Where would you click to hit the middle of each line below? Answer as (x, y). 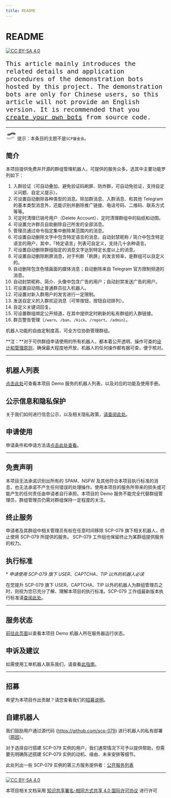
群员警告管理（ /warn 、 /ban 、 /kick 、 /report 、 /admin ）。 (72, 320)
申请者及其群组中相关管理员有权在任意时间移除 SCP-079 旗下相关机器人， (83, 531)
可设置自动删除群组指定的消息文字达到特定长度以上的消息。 (75, 250)
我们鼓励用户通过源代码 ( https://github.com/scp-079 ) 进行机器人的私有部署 (84, 730)
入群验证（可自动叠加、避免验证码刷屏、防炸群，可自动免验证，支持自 (87, 186)
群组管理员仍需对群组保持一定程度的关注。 (63, 500)
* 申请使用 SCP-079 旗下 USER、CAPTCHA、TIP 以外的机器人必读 (75, 574)
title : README (21, 11)
